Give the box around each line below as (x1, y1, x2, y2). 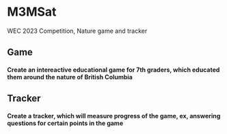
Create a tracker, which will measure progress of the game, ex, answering (7, 111, 221, 120)
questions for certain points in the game (7, 119, 124, 127)
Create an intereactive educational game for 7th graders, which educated (7, 66, 220, 74)
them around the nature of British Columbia (7, 72, 133, 81)
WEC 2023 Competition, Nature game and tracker (7, 27, 148, 35)
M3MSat (7, 4, 57, 20)
